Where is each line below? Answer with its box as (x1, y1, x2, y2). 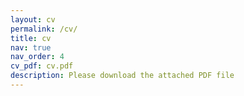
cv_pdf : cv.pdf (10, 61, 74, 71)
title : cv (10, 33, 52, 43)
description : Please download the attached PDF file (10, 71, 235, 81)
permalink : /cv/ (10, 24, 78, 34)
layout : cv (10, 14, 56, 25)
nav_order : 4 (10, 52, 65, 62)
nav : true (10, 42, 52, 53)
